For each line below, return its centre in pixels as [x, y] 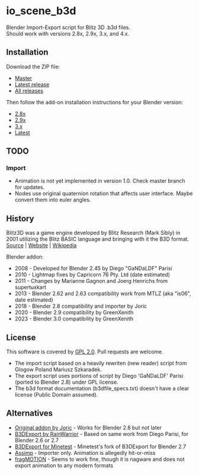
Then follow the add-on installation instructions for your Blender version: [95, 102]
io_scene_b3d [41, 11]
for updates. [30, 187]
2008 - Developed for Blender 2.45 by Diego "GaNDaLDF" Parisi [94, 269]
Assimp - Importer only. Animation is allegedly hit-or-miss [85, 452]
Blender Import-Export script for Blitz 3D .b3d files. [68, 27]
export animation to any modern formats [64, 465]
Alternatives [30, 413]
